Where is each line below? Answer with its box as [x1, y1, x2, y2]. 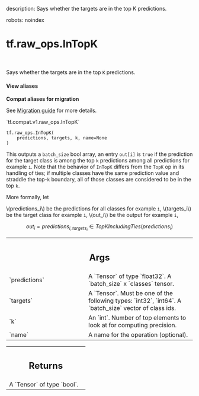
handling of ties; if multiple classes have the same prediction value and [6, 170, 179, 177]
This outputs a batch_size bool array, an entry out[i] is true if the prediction [6, 151, 193, 158]
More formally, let [6, 194, 49, 201]
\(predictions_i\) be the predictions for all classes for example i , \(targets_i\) [6, 205, 191, 212]
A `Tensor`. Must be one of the [88, 289, 173, 297]
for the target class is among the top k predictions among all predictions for [6, 157, 190, 164]
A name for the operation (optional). [88, 330, 188, 338]
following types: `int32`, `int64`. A [88, 296, 182, 305]
